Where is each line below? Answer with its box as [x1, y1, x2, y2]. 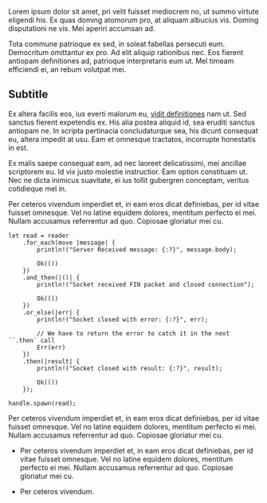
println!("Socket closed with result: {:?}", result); [37, 364, 223, 372]
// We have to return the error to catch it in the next [37, 329, 230, 338]
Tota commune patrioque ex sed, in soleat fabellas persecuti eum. [8, 39, 226, 49]
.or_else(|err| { [22, 308, 80, 316]
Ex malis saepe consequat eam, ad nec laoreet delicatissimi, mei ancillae [8, 158, 247, 168]
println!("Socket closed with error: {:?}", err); [37, 315, 209, 323]
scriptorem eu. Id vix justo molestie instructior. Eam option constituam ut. [8, 167, 248, 176]
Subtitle [8, 88, 49, 101]
